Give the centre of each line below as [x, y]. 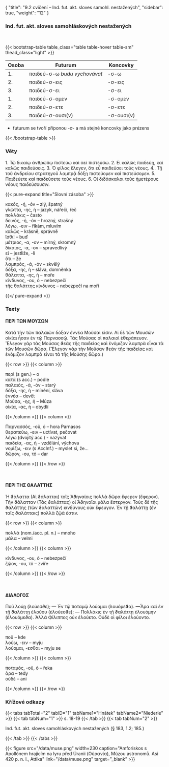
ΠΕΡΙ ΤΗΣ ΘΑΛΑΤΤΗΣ [29, 485]
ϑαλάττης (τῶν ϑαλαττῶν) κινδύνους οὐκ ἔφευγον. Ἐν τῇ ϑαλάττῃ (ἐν [81, 507]
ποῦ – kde [16, 637]
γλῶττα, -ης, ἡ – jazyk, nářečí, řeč [41, 209]
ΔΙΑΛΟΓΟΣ [17, 595]
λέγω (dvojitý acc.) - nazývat [36, 437]
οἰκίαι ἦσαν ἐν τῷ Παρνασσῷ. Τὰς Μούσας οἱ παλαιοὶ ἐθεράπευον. [77, 338]
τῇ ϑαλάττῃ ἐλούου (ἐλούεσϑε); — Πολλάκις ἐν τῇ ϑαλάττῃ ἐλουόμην [81, 612]
